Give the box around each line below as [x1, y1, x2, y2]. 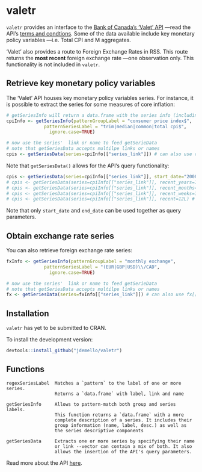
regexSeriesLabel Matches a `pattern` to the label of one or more [6, 380, 182, 386]
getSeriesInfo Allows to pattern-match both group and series [6, 401, 176, 407]
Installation [6, 308, 49, 318]
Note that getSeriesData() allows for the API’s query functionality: [6, 162, 170, 169]
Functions [6, 364, 45, 374]
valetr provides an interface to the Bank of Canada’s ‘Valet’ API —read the [6, 23, 191, 31]
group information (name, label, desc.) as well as [54, 422, 187, 428]
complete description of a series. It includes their [54, 417, 192, 423]
